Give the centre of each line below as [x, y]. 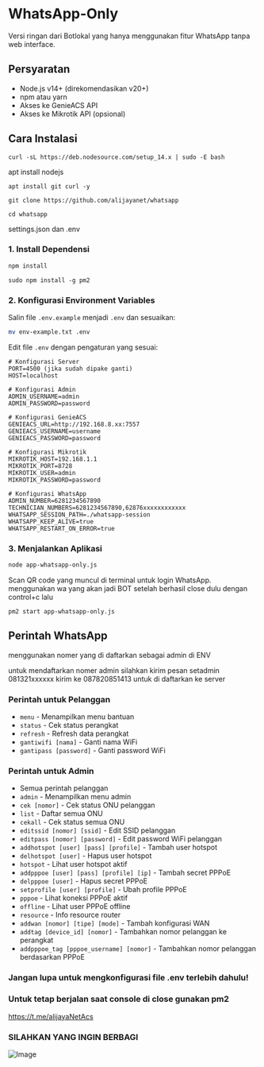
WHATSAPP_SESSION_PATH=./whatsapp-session [79, 514]
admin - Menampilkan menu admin [75, 797]
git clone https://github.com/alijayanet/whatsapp [94, 200]
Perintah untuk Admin [51, 771]
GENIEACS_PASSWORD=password [55, 438]
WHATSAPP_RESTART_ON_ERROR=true [61, 528]
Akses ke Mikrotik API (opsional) [73, 114]
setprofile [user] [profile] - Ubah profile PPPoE [103, 890]
